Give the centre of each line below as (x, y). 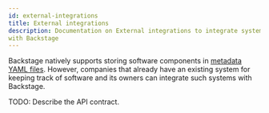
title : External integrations (59, 23)
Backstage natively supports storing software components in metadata (125, 61)
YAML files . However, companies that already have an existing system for (129, 70)
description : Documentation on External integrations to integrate (123, 30)
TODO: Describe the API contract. (64, 102)
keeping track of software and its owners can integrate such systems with (130, 78)
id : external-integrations (53, 16)
